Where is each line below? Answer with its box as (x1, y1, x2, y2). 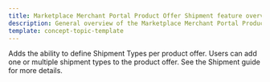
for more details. (8, 66, 63, 76)
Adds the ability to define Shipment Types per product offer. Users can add (8, 49, 257, 59)
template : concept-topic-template (8, 27, 125, 35)
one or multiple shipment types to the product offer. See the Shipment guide (8, 57, 261, 67)
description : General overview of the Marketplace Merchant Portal (8, 19, 239, 27)
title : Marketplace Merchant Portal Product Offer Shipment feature (8, 11, 243, 20)
